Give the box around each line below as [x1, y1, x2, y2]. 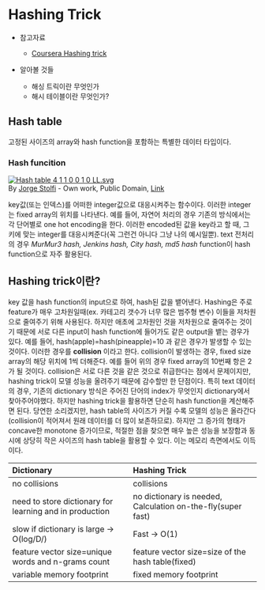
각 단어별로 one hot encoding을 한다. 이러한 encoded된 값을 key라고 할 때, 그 [8, 220, 250, 229]
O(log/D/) [12, 533, 47, 544]
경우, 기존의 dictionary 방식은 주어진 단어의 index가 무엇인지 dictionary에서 [16, 386, 251, 395]
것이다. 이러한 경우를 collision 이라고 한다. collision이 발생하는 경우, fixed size [8, 346, 252, 356]
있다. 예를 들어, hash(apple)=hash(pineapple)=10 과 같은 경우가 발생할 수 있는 [8, 336, 252, 346]
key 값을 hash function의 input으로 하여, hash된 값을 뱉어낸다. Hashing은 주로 [8, 297, 252, 306]
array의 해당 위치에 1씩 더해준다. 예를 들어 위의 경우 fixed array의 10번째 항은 [8, 356, 246, 365]
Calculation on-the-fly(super [132, 501, 242, 512]
